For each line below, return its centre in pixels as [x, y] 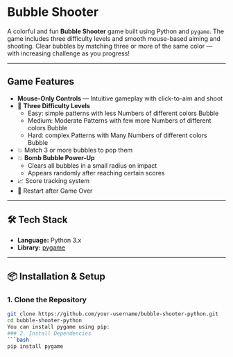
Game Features [41, 81]
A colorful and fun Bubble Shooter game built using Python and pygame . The [116, 31]
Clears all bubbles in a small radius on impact [92, 165]
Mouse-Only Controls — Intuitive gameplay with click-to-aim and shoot [120, 98]
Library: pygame [41, 247]
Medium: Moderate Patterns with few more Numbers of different [119, 120]
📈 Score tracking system [53, 180]
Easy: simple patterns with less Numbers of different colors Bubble [123, 113]
